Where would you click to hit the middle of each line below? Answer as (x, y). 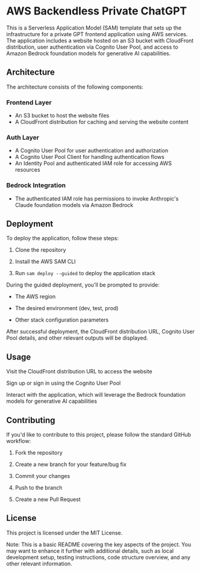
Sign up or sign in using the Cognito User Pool (64, 383)
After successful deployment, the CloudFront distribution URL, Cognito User (100, 332)
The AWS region (35, 297)
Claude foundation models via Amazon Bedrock (74, 205)
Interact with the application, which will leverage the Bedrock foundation (96, 395)
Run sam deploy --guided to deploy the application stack (85, 273)
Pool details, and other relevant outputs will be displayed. (77, 338)
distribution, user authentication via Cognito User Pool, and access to (92, 47)
